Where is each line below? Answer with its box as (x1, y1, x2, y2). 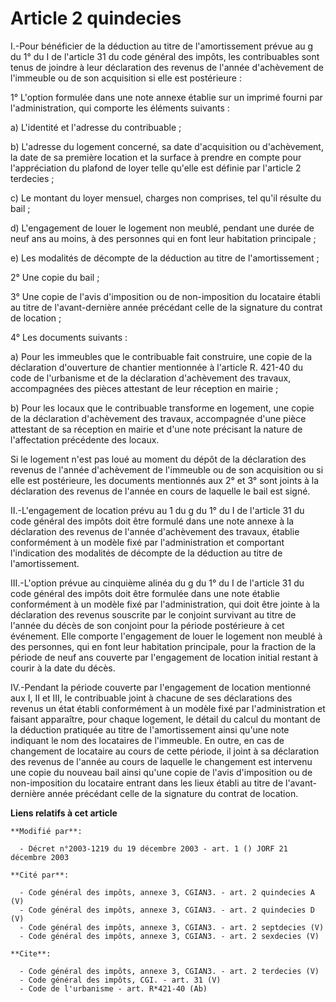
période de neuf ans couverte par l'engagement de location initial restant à (10, 651, 319, 663)
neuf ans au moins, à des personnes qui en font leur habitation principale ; (10, 232, 317, 244)
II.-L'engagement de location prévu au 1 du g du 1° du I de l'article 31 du (10, 504, 305, 516)
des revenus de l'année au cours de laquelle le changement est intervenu (10, 755, 313, 767)
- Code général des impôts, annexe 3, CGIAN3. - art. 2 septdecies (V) (19, 922, 325, 932)
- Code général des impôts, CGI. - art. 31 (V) (19, 975, 222, 985)
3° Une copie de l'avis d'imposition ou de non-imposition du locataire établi (10, 290, 321, 302)
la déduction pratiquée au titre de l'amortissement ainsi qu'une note (10, 723, 290, 736)
